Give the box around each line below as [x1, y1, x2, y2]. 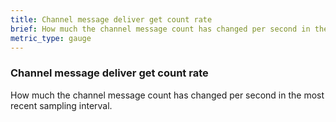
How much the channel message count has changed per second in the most [10, 89, 325, 101]
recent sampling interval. [10, 99, 113, 111]
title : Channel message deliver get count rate [10, 14, 213, 25]
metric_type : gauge [10, 33, 92, 43]
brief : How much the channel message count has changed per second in [10, 24, 311, 34]
